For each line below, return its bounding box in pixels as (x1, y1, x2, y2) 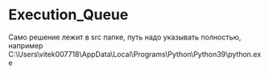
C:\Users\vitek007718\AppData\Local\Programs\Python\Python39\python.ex (8, 49, 262, 59)
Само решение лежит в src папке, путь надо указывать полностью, (8, 32, 242, 42)
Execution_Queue (8, 6, 129, 24)
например (8, 40, 43, 50)
